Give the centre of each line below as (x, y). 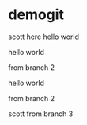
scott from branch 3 (41, 114)
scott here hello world (44, 37)
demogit (36, 15)
